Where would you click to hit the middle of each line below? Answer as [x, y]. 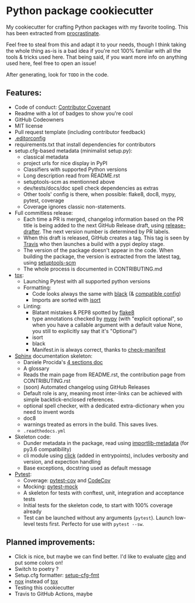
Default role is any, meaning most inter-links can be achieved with [103, 393]
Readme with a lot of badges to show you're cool [73, 113]
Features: [24, 93]
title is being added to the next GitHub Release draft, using [94, 225]
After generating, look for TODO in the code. [57, 74]
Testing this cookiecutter [45, 587]
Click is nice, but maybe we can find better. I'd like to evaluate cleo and [100, 556]
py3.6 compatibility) [47, 449]
